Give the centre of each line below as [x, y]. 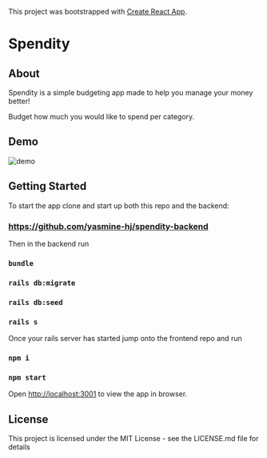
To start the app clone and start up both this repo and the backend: [119, 205]
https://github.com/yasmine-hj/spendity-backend [109, 226]
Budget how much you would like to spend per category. [102, 117]
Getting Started [48, 186]
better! [19, 101]
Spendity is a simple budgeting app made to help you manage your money [131, 92]
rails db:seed [36, 302]
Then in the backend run [49, 243]
